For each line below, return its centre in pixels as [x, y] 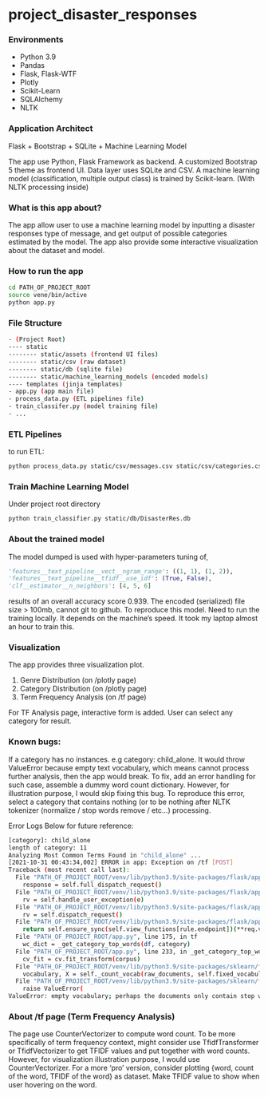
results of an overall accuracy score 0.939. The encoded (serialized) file [127, 601]
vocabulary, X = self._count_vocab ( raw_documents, [108, 974]
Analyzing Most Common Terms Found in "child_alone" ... [105, 855]
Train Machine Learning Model [69, 487]
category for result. [40, 721]
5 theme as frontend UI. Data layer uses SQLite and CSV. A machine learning [134, 170]
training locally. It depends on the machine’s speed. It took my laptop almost [133, 618]
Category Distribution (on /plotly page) [83, 689]
